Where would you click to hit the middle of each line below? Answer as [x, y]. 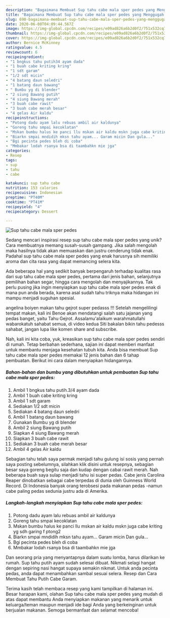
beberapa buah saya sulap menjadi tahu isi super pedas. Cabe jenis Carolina [85, 475]
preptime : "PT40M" [25, 197]
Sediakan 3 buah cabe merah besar [50, 444]
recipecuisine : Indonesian [34, 193]
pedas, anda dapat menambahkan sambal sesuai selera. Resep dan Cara [81, 574]
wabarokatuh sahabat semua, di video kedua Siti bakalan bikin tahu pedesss [85, 324]
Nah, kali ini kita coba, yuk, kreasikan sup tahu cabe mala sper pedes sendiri [85, 339]
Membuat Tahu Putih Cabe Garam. [42, 579]
